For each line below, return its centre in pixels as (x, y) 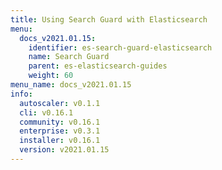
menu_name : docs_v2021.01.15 (71, 85)
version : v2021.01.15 (64, 150)
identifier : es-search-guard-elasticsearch (120, 47)
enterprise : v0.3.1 (60, 131)
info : (21, 94)
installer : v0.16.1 (60, 141)
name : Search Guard (69, 57)
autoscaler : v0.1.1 (60, 103)
